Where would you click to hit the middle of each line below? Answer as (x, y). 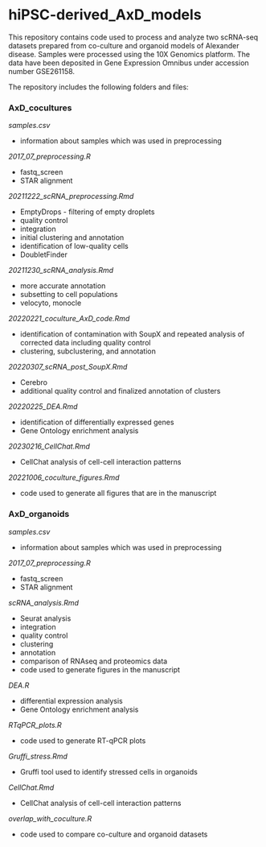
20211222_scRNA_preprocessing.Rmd (71, 196)
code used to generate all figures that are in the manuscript (118, 494)
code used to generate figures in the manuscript (100, 669)
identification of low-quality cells (74, 246)
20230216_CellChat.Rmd (49, 446)
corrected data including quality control (85, 343)
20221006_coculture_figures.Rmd (64, 477)
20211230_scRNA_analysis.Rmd (61, 271)
